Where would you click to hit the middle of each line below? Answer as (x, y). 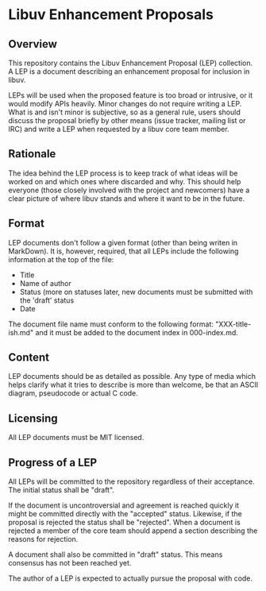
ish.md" (21, 332)
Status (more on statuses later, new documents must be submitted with (136, 292)
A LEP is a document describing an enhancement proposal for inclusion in (129, 71)
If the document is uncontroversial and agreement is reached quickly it (124, 505)
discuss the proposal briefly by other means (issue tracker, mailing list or (127, 120)
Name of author (45, 283)
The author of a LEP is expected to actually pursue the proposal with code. (130, 578)
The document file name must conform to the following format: (111, 324)
